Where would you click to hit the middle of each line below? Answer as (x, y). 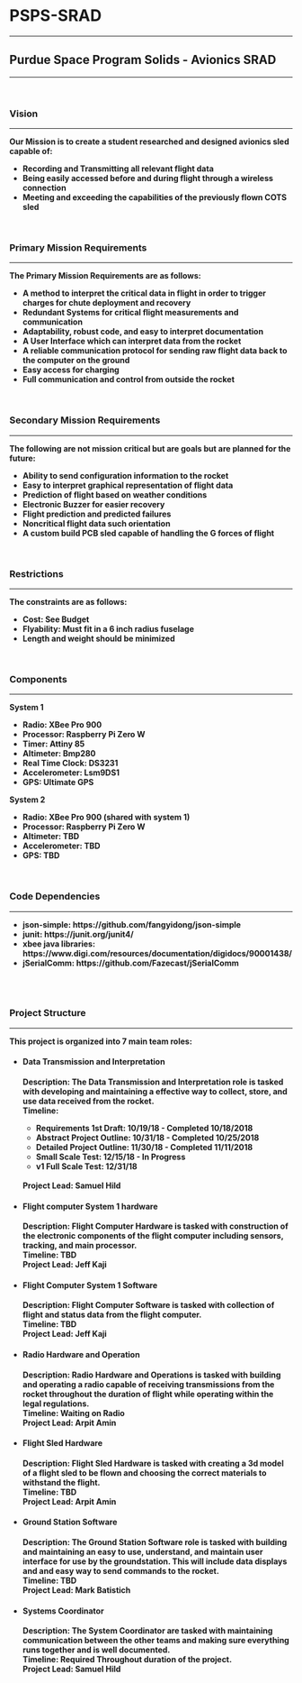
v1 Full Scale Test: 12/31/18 (86, 1166)
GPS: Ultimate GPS (58, 782)
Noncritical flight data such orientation (96, 523)
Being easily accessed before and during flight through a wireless (148, 178)
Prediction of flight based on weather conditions (115, 494)
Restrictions (37, 573)
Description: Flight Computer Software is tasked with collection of (148, 1305)
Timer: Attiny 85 (53, 744)
